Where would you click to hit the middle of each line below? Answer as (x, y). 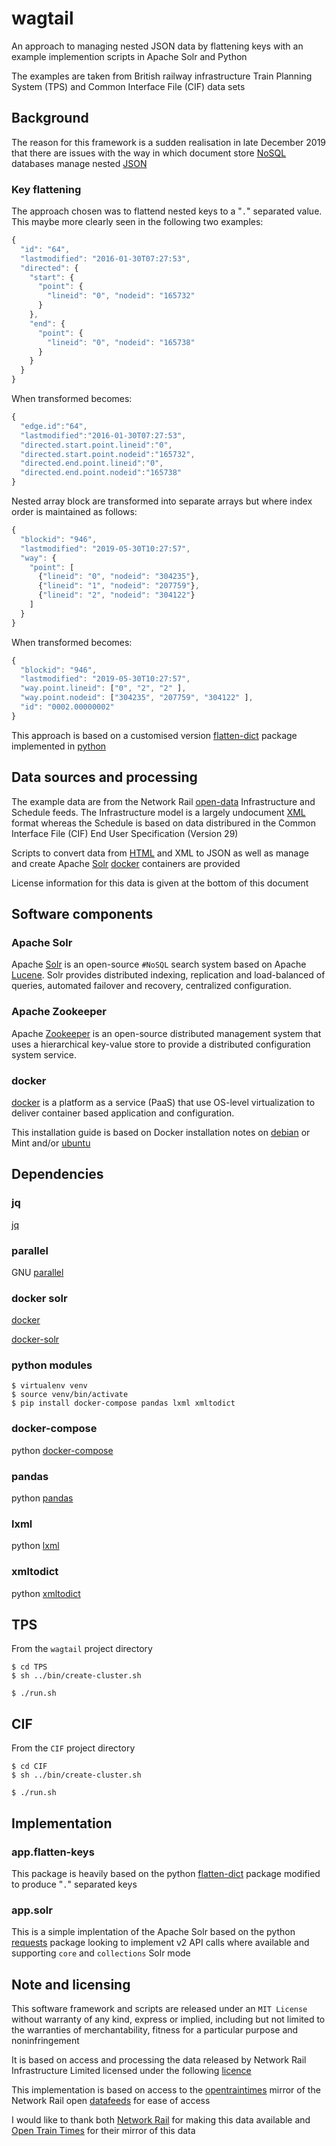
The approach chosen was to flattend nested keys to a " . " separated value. (167, 211)
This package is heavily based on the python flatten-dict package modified (166, 1873)
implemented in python (59, 746)
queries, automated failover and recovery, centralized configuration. (151, 986)
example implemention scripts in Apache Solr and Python (129, 56)
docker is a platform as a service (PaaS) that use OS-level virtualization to (163, 1102)
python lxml (35, 1546)
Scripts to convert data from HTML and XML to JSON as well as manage (160, 853)
